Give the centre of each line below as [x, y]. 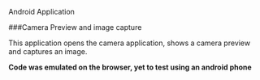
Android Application [42, 12]
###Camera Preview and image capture [75, 27]
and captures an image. [48, 51]
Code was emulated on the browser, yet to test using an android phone [130, 67]
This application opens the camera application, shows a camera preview [129, 43]
